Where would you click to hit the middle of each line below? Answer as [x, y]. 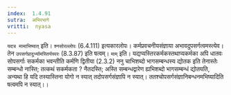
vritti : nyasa [29, 26]
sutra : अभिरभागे [28, 20]
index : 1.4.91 [29, 13]
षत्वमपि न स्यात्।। [28, 85]
